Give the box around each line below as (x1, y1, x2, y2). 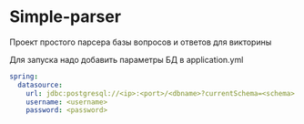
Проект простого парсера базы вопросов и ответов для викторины (9, 36, 272, 47)
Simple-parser (9, 6, 121, 27)
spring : (9, 71, 39, 81)
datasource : (17, 80, 64, 89)
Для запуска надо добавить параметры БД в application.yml (9, 54, 244, 65)
